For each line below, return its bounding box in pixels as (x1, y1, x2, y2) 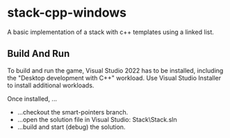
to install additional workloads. (7, 81, 95, 89)
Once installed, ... (7, 94, 58, 103)
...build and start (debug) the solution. (17, 123, 126, 131)
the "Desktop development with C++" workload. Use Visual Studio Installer (7, 74, 222, 82)
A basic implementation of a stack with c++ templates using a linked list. (7, 28, 214, 36)
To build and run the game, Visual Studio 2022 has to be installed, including (7, 66, 224, 74)
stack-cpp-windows (7, 5, 127, 21)
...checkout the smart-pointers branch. (17, 107, 129, 116)
